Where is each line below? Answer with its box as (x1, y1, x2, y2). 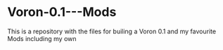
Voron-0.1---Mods (7, 4, 117, 20)
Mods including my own (7, 34, 77, 42)
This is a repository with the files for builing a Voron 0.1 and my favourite (7, 27, 217, 35)
